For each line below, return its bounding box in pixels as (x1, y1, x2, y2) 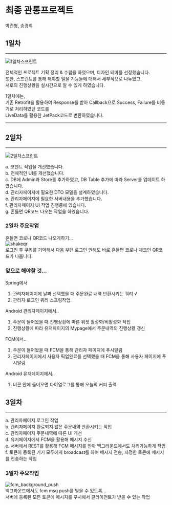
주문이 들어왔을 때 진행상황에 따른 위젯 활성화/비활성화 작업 (12, 319, 131, 325)
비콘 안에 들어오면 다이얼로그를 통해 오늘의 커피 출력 (12, 382, 117, 388)
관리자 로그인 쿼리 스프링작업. (12, 297, 72, 303)
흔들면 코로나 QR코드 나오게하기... (5, 235, 73, 241)
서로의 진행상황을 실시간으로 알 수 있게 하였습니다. (5, 82, 105, 88)
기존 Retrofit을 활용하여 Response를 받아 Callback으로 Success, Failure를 (5, 99, 156, 105)
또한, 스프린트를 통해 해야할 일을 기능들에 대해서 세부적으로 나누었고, (5, 75, 142, 82)
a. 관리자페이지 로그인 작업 (5, 417, 59, 423)
